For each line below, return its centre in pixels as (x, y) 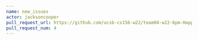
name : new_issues (27, 11)
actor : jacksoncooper (33, 17)
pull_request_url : (29, 22)
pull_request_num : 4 (32, 28)
